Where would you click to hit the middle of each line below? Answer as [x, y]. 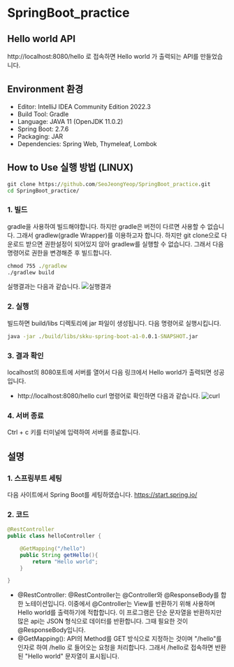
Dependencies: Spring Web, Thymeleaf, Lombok [87, 143]
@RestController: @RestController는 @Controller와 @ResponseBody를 [118, 595]
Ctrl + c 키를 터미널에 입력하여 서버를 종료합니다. [74, 433]
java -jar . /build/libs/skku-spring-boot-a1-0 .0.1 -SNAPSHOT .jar [103, 336]
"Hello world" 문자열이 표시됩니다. [72, 657]
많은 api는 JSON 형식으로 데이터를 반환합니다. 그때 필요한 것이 [103, 622]
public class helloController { [54, 536]
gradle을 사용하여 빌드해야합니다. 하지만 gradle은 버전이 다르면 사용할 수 [107, 226]
